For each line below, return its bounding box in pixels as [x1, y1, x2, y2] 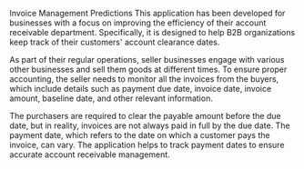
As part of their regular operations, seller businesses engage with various [9, 55, 285, 65]
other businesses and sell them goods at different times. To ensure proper [9, 64, 288, 75]
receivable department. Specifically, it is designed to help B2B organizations [9, 27, 296, 37]
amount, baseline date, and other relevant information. [9, 93, 214, 104]
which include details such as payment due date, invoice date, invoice [9, 84, 272, 94]
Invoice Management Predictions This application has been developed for [9, 8, 286, 18]
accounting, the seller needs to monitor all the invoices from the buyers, [9, 74, 279, 84]
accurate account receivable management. [9, 149, 170, 160]
